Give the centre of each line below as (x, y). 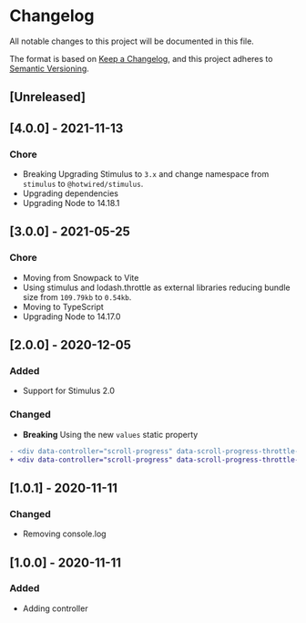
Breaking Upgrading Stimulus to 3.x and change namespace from (146, 174)
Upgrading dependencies (70, 193)
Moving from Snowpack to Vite (81, 277)
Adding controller (55, 608)
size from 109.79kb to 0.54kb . (77, 296)
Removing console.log (64, 534)
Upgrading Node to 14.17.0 (71, 317)
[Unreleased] (48, 97)
